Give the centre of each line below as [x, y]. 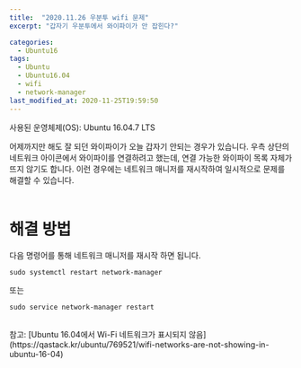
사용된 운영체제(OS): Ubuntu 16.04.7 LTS [82, 127]
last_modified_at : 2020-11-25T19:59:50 [84, 101]
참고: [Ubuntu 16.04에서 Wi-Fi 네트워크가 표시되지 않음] [108, 335]
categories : [31, 42]
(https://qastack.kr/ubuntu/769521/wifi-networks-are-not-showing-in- [139, 345]
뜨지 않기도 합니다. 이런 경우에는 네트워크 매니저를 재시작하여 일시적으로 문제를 [147, 169]
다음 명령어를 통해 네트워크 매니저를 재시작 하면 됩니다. [105, 256]
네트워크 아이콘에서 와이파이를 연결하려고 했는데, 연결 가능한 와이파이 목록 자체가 [151, 157]
